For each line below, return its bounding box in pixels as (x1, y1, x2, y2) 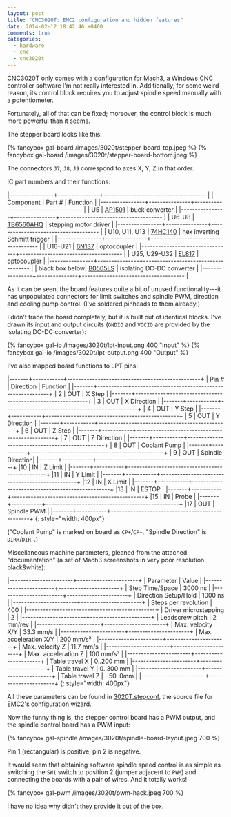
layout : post (7, 10, 45, 17)
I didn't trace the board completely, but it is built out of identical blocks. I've (7, 313, 222, 321)
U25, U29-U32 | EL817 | (130, 249, 199, 257)
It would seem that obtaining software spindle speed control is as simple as (7, 760, 221, 769)
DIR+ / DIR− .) (7, 535, 39, 543)
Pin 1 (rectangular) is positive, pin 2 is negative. (7, 747, 141, 756)
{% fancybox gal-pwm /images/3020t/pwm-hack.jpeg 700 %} (7, 788, 184, 797)
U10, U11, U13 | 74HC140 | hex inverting (108, 227, 219, 235)
